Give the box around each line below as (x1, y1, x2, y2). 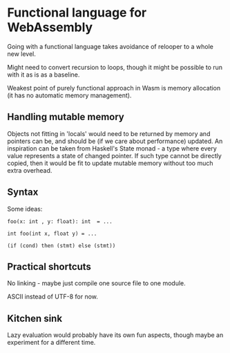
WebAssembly (7, 19, 93, 35)
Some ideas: (7, 204, 43, 213)
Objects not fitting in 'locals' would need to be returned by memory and (7, 129, 211, 137)
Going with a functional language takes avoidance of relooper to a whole (7, 42, 214, 50)
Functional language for (7, 5, 147, 21)
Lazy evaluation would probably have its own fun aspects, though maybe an (7, 331, 224, 339)
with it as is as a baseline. (7, 70, 80, 79)
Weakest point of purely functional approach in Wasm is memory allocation (7, 84, 221, 92)
